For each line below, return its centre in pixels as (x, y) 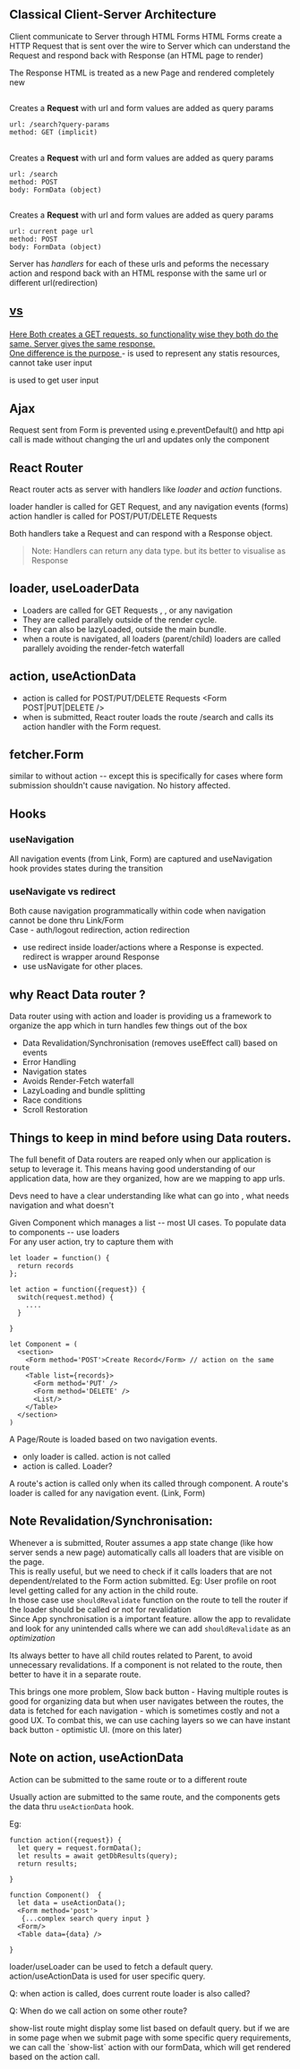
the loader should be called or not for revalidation (100, 1609)
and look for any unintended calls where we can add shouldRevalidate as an (150, 1628)
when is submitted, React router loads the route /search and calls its (148, 717)
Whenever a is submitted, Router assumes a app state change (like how (141, 1542)
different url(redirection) (54, 282)
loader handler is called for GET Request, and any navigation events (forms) (149, 507)
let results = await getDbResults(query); (98, 1856)
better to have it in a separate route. (75, 1674)
